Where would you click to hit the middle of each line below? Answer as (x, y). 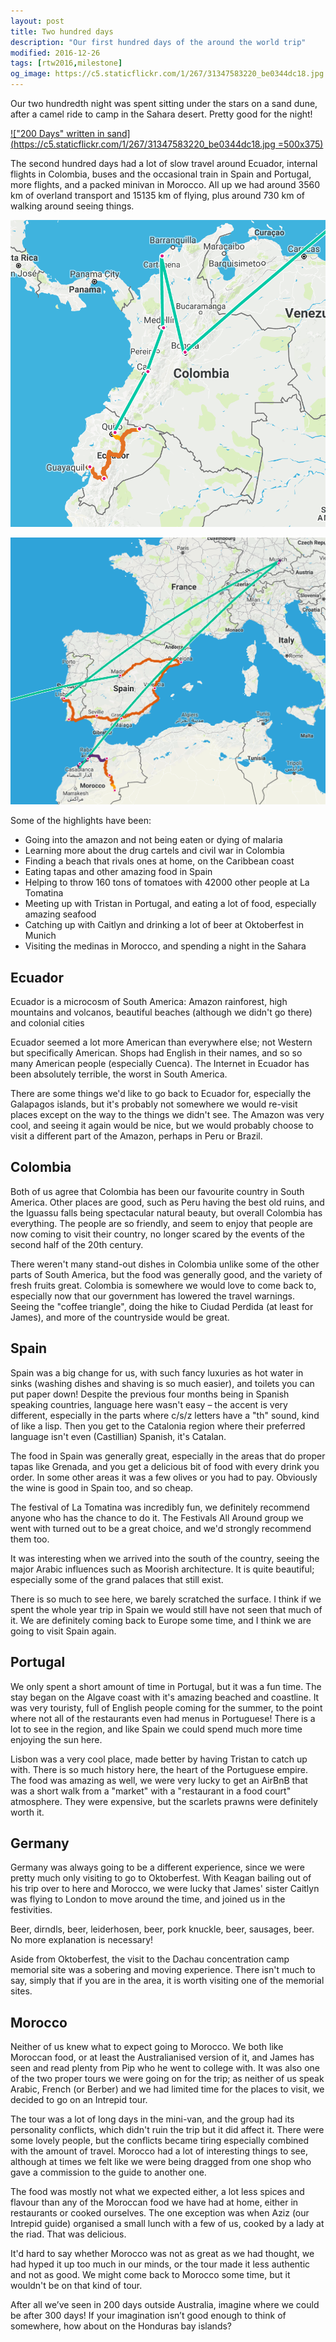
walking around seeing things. (72, 206)
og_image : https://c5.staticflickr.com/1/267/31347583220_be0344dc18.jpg (167, 74)
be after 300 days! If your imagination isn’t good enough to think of (148, 2316)
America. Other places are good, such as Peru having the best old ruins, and (167, 1202)
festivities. (31, 1910)
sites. (21, 1991)
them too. (30, 1539)
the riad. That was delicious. (68, 2234)
